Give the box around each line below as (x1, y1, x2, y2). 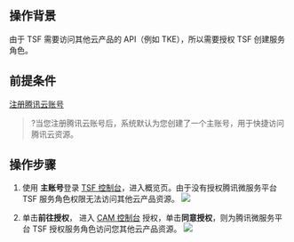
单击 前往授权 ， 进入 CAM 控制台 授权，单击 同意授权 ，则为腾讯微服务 (21, 213, 275, 223)
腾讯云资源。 (30, 128, 78, 140)
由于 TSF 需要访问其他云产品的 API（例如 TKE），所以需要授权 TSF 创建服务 (9, 34, 286, 44)
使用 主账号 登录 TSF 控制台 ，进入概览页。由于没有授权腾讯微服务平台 (21, 182, 277, 193)
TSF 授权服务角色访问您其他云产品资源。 (32, 223, 182, 234)
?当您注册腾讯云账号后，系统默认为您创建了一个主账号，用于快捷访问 (30, 117, 284, 128)
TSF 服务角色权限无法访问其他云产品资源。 (21, 194, 180, 205)
